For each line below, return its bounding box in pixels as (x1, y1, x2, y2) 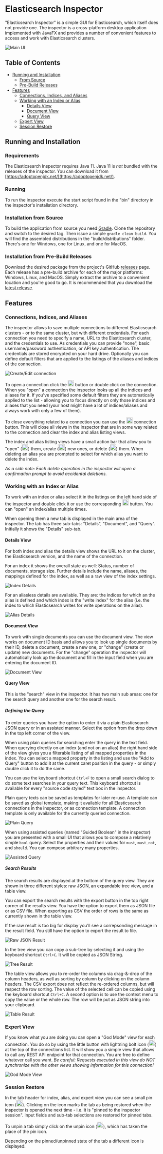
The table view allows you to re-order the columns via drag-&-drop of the (5, 971, 152, 976)
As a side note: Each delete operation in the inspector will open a (5, 466, 136, 472)
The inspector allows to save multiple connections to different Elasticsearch (5, 325, 157, 331)
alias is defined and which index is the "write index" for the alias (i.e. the (5, 597, 150, 603)
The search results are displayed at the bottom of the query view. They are (5, 877, 155, 883)
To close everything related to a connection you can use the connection (5, 419, 157, 425)
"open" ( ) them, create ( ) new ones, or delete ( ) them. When (5, 446, 144, 452)
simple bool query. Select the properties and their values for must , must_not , (5, 839, 157, 845)
